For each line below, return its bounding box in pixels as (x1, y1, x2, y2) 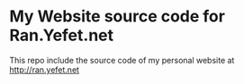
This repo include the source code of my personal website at (9, 55, 235, 65)
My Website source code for (9, 6, 225, 27)
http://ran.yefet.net (9, 64, 79, 75)
